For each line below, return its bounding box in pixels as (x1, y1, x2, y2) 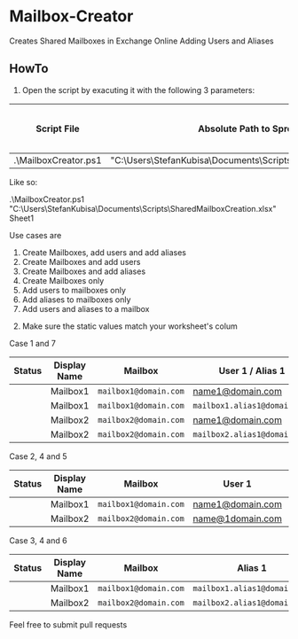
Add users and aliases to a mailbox (21, 303, 150, 314)
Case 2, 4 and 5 (9, 450, 68, 462)
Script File (35, 122, 80, 135)
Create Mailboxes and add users (21, 256, 141, 267)
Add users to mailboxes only (21, 284, 127, 295)
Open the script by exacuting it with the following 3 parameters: (21, 84, 255, 95)
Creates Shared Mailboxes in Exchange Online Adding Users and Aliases (9, 35, 274, 46)
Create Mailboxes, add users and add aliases (21, 246, 186, 258)
